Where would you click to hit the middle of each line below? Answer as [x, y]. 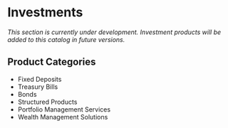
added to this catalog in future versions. [66, 39]
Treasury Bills [38, 87]
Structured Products [47, 102]
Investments [45, 12]
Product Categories [52, 62]
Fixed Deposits [40, 79]
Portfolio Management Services [64, 109]
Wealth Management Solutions [63, 117]
